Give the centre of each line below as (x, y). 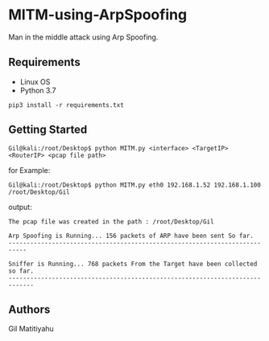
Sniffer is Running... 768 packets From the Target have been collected (133, 264)
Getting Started (48, 130)
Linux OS (35, 81)
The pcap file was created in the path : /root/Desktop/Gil (112, 222)
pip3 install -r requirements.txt (66, 105)
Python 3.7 (38, 90)
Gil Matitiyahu (31, 329)
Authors (29, 309)
